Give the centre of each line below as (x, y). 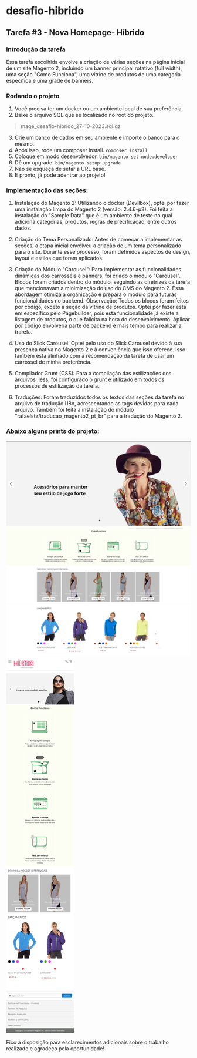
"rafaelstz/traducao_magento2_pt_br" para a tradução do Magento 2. (98, 416)
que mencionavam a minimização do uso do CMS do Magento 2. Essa (99, 288)
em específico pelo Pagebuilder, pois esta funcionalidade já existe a (96, 313)
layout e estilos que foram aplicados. (59, 258)
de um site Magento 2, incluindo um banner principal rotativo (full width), (94, 68)
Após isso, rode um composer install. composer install (81, 150)
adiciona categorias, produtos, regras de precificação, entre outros (96, 222)
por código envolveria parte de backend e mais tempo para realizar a (98, 326)
